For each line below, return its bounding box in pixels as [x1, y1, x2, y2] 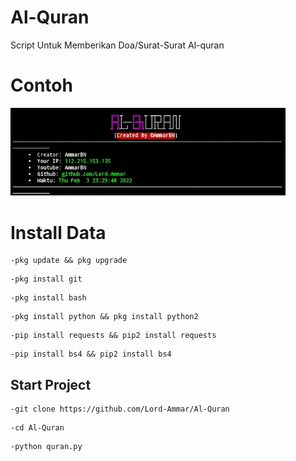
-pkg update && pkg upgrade [10, 256, 128, 266]
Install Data [10, 221, 107, 244]
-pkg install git [10, 274, 83, 285]
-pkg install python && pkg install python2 [10, 312, 199, 322]
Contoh [10, 74, 73, 97]
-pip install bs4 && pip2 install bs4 [10, 349, 172, 360]
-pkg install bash [10, 293, 87, 303]
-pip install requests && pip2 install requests [10, 331, 217, 341]
